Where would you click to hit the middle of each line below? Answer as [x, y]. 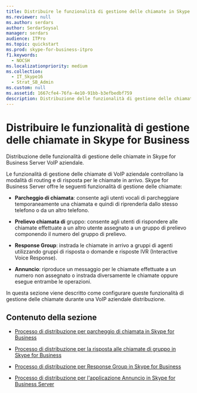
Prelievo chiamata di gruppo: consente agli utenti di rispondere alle [96, 221]
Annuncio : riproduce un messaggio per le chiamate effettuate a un [95, 269]
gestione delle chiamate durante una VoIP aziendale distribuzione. [86, 299]
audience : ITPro [26, 39]
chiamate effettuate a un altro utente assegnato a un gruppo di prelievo [100, 228]
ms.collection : [25, 71]
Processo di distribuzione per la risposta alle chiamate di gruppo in [95, 349]
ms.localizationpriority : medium [47, 66]
